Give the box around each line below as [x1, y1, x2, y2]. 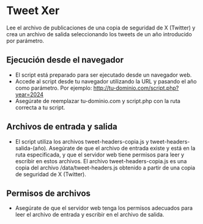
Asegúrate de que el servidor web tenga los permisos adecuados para [15, 204, 193, 212]
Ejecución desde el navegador [6, 55, 124, 65]
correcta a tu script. [15, 104, 65, 111]
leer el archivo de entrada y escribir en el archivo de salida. [15, 211, 164, 218]
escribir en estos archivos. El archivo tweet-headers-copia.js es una [15, 157, 187, 164]
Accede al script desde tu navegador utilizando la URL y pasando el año [15, 77, 197, 85]
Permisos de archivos [6, 188, 90, 198]
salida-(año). [15, 144, 48, 152]
